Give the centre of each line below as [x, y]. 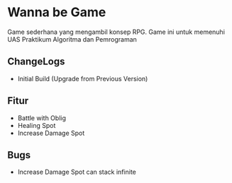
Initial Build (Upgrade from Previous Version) [83, 78]
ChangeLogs [36, 62]
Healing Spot [37, 125]
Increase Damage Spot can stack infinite [77, 172]
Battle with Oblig [42, 118]
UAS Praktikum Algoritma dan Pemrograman [72, 39]
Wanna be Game [57, 12]
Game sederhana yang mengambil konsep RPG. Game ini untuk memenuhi [116, 32]
